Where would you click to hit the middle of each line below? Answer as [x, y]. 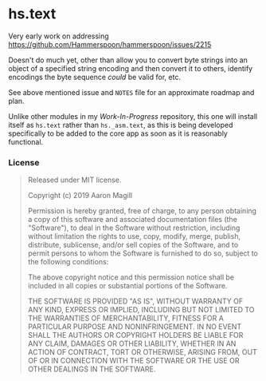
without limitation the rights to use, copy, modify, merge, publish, [134, 236]
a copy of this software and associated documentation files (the [132, 220]
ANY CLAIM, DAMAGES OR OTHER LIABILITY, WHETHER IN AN [132, 343]
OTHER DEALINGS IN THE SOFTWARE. [92, 369]
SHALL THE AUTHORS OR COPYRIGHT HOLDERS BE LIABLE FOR [135, 335]
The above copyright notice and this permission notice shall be [131, 277]
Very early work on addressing [59, 36]
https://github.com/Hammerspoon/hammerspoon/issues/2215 [110, 44]
